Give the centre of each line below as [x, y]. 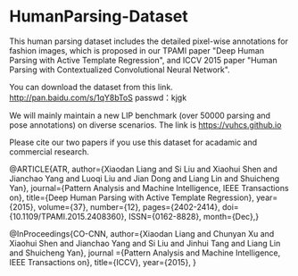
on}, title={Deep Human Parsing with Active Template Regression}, [132, 197]
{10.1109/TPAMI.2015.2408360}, [68, 216]
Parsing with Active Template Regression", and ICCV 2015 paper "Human [144, 60]
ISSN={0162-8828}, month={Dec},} [194, 216]
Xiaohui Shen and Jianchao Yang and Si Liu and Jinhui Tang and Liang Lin [145, 243]
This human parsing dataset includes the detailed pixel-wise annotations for [149, 41]
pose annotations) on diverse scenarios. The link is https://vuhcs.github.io [145, 125]
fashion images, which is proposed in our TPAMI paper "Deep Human [137, 50]
